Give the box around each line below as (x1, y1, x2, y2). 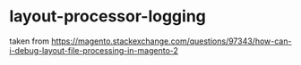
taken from (9, 36, 50, 46)
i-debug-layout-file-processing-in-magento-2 (9, 45, 179, 55)
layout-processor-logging (9, 6, 206, 27)
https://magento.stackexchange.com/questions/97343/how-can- (51, 36, 292, 46)
